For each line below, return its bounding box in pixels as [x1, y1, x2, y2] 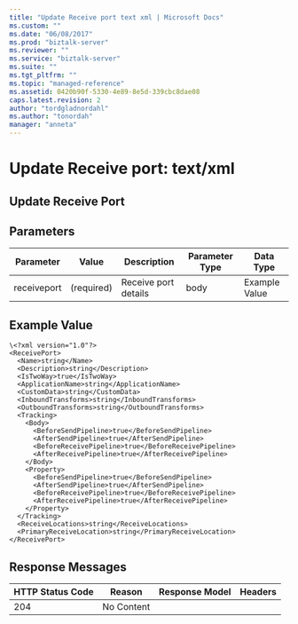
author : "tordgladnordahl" [9, 104, 109, 113]
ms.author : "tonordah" [9, 112, 93, 121]
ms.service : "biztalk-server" [9, 54, 122, 63]
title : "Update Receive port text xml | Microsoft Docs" [9, 12, 224, 22]
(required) [70, 281, 113, 294]
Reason [109, 586, 143, 598]
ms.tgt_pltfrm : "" [9, 71, 77, 80]
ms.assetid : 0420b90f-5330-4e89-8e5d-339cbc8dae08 [9, 87, 200, 96]
